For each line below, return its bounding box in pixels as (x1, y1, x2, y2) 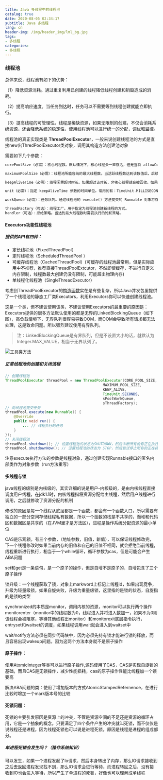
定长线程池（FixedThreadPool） (12, 247, 76, 253)
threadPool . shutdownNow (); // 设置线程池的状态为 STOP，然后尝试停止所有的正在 (5, 446, 155, 451)
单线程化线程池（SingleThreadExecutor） (12, 277, 95, 283)
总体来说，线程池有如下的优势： (5, 76, 69, 83)
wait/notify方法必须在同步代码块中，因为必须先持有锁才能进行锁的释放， (5, 632, 150, 638)
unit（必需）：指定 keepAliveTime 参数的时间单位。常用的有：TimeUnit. (5, 189, 137, 193)
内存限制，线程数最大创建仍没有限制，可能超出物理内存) (12, 271, 125, 277)
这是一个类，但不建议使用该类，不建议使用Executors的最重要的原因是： (5, 304, 148, 310)
